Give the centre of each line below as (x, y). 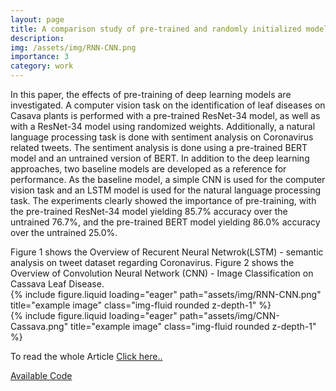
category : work (42, 66)
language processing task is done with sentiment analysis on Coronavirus (162, 137)
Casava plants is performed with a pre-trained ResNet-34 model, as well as (165, 115)
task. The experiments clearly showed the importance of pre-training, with (163, 200)
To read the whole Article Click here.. (86, 356)
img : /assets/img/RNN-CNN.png (73, 47)
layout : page (37, 19)
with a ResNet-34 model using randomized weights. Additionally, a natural (163, 126)
